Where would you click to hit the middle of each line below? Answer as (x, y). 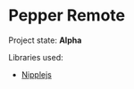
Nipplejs (37, 74)
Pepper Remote (67, 16)
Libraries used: (36, 57)
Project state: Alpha (45, 40)
